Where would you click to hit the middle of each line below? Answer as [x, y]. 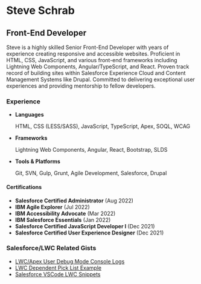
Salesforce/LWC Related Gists [51, 248]
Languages [29, 115]
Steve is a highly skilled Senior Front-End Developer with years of [88, 47]
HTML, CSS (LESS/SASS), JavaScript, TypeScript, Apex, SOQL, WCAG [103, 126]
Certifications [24, 187]
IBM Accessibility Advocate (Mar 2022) [65, 213]
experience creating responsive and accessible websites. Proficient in [93, 54]
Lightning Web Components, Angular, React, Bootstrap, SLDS [91, 150]
